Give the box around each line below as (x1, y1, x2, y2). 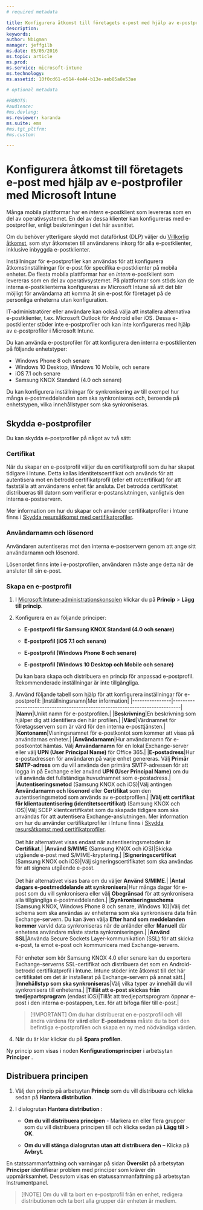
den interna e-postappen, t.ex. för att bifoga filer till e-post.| (30, 999, 179, 1006)
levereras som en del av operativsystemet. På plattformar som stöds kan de (6, 277, 195, 284)
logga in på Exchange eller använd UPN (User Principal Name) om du (14, 767, 189, 775)
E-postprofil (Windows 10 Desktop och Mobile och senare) (24, 660, 174, 668)
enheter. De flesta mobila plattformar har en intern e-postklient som (6, 270, 174, 278)
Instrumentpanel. (6, 1179, 49, 1186)
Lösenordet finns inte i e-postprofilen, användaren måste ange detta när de (6, 561, 194, 568)
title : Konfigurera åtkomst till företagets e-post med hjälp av (6, 19, 174, 26)
